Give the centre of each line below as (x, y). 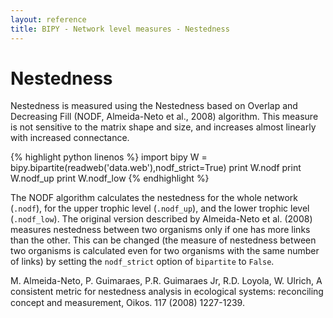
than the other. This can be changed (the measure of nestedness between (163, 240)
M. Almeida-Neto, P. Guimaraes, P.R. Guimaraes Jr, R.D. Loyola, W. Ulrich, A (166, 281)
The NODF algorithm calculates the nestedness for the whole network (154, 198)
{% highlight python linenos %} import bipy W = (109, 157)
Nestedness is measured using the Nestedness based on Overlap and (154, 106)
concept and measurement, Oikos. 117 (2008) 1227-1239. (127, 303)
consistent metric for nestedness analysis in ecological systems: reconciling (167, 292)
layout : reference (48, 19)
